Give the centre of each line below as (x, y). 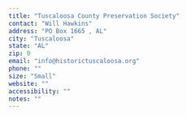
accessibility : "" (39, 91)
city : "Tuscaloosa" (41, 38)
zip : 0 (20, 53)
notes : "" (25, 99)
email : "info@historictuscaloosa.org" (74, 62)
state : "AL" (28, 46)
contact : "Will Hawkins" (50, 23)
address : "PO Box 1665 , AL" (58, 31)
